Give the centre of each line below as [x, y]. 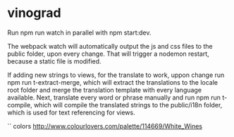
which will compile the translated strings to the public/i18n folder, [128, 105]
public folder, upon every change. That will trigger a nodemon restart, [108, 54]
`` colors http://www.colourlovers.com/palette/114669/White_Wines [105, 126]
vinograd [34, 13]
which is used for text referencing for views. [71, 112]
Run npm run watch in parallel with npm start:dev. [79, 32]
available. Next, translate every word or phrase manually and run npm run [114, 97]
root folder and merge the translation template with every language [105, 90]
